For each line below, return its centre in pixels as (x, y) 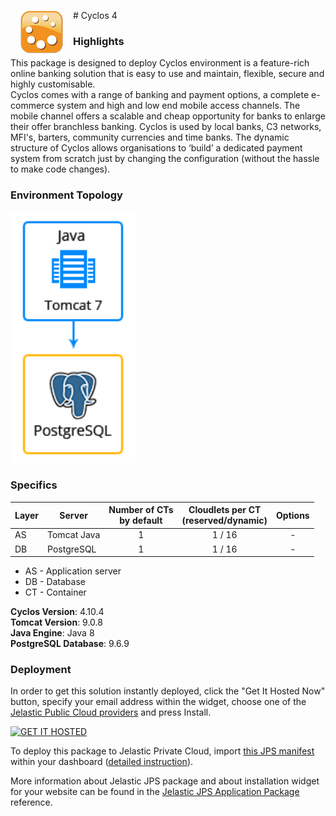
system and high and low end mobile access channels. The (178, 106)
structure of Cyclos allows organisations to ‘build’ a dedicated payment (156, 148)
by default (141, 521)
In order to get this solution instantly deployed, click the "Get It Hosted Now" (168, 691)
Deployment (41, 669)
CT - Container (55, 592)
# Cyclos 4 (95, 15)
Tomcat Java (74, 535)
